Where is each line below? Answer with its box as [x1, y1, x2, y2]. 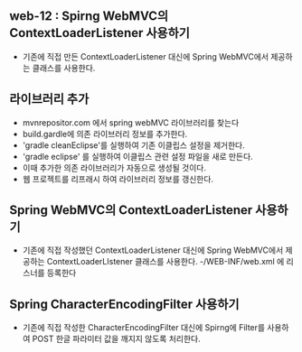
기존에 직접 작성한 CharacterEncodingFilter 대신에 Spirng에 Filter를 [22, 322, 265, 333]
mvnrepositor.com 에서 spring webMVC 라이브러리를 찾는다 [22, 116, 240, 128]
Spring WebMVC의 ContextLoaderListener [9, 202, 253, 218]
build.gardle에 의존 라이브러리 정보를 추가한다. [22, 128, 188, 139]
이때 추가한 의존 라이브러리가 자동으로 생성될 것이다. [22, 162, 206, 173]
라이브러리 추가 [9, 91, 90, 107]
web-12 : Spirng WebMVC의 [9, 8, 169, 24]
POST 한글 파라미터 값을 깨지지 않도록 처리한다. [32, 333, 201, 345]
